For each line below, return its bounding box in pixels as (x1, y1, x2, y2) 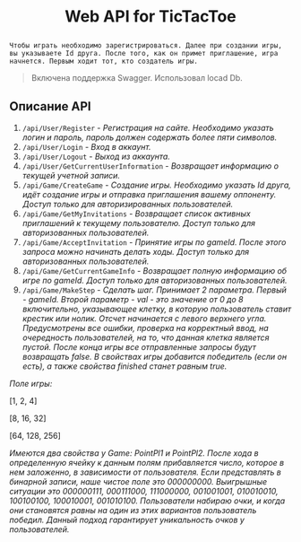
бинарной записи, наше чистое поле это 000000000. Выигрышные (9, 476, 268, 486)
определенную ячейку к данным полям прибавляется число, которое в (9, 458, 285, 468)
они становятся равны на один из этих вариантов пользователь (9, 505, 257, 515)
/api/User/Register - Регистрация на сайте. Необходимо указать (21, 123, 275, 133)
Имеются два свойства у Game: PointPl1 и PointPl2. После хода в (9, 448, 259, 459)
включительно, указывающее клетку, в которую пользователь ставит (21, 303, 292, 314)
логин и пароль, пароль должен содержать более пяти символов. (21, 132, 278, 143)
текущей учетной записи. (21, 170, 121, 180)
